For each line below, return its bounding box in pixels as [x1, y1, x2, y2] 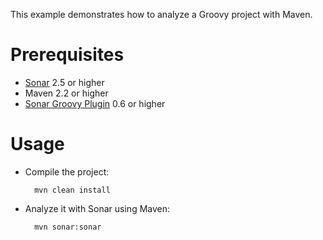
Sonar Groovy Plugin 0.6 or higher [24, 97, 166, 109]
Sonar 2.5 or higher [24, 76, 105, 88]
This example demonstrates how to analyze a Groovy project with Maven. [10, 9, 313, 20]
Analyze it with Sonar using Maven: [24, 202, 171, 214]
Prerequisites [10, 44, 125, 66]
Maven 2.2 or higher [24, 87, 109, 99]
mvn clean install [34, 185, 111, 195]
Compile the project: [24, 165, 110, 178]
